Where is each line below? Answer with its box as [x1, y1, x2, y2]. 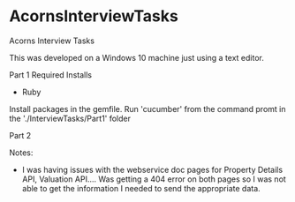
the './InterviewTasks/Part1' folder [9, 113, 131, 123]
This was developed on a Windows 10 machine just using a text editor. [9, 52, 265, 63]
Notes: [9, 147, 34, 158]
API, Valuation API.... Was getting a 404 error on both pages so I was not [21, 174, 287, 184]
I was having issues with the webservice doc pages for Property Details [21, 164, 284, 175]
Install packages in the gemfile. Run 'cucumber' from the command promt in [9, 103, 286, 114]
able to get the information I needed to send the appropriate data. [21, 183, 261, 193]
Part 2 [9, 130, 32, 140]
